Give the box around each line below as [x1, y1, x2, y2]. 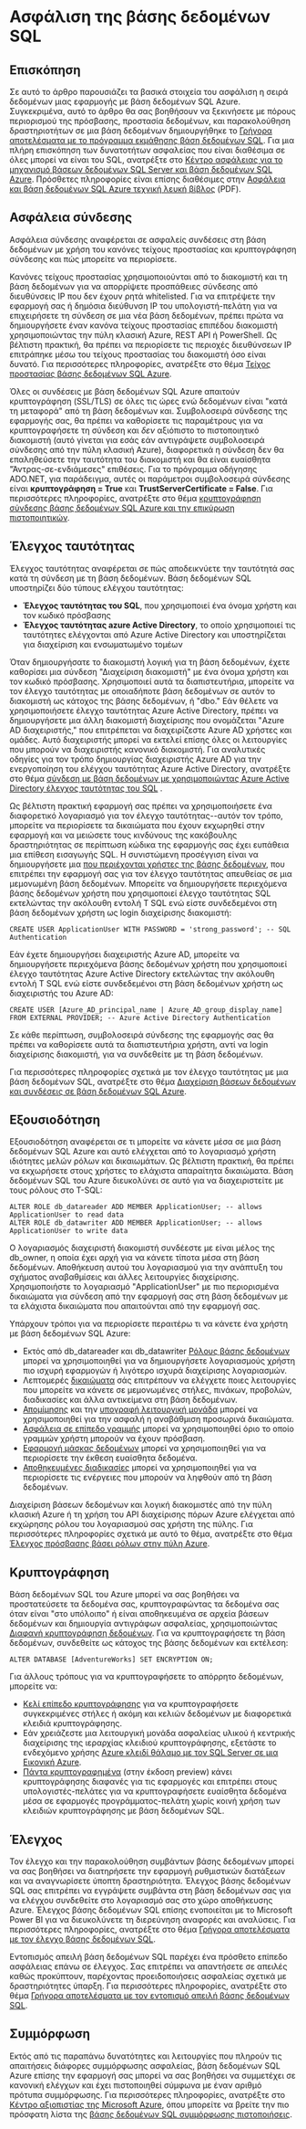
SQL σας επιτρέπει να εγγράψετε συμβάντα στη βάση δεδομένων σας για [9, 1885, 291, 1896]
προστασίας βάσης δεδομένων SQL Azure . [9, 368, 172, 379]
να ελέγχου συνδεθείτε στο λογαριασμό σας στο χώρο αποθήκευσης [9, 1895, 273, 1906]
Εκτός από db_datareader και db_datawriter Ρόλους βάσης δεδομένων [22, 1345, 291, 1357]
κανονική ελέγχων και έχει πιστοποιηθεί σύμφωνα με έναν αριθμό [9, 2080, 262, 2091]
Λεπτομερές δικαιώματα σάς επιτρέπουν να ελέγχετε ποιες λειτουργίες [22, 1375, 297, 1386]
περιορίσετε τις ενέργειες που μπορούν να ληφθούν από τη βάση [22, 1472, 273, 1483]
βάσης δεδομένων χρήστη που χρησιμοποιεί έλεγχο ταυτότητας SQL [9, 888, 271, 899]
